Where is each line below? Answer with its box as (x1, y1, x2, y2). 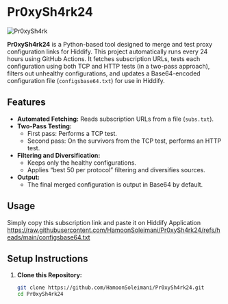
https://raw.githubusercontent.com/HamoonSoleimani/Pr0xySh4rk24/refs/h (7, 226, 220, 234)
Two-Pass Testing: (16, 121, 72, 130)
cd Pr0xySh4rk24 (16, 291, 64, 298)
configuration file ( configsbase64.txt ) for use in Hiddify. (7, 76, 166, 84)
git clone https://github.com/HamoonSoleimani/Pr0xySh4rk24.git (16, 284, 205, 292)
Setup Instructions (7, 253, 88, 264)
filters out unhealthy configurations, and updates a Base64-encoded (7, 69, 201, 78)
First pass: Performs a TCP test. (27, 129, 118, 137)
